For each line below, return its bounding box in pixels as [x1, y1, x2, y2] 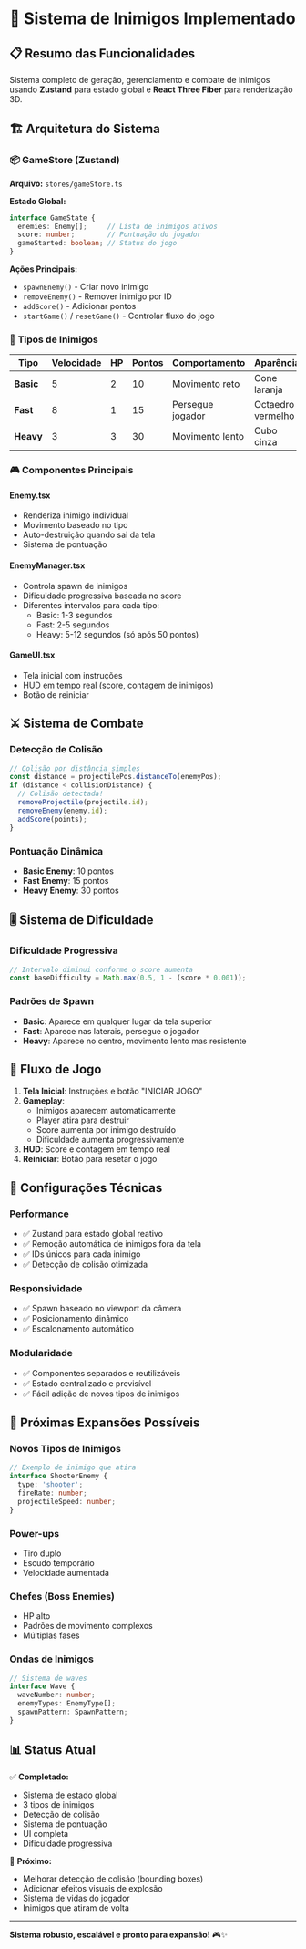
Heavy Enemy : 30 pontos [22, 885, 120, 896]
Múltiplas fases [22, 1630, 80, 1641]
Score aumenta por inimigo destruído [36, 1125, 176, 1135]
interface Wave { [9, 1682, 76, 1691]
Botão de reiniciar [22, 689, 89, 700]
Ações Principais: [9, 264, 78, 275]
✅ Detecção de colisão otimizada [22, 1259, 148, 1270]
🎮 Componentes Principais [9, 464, 134, 477]
